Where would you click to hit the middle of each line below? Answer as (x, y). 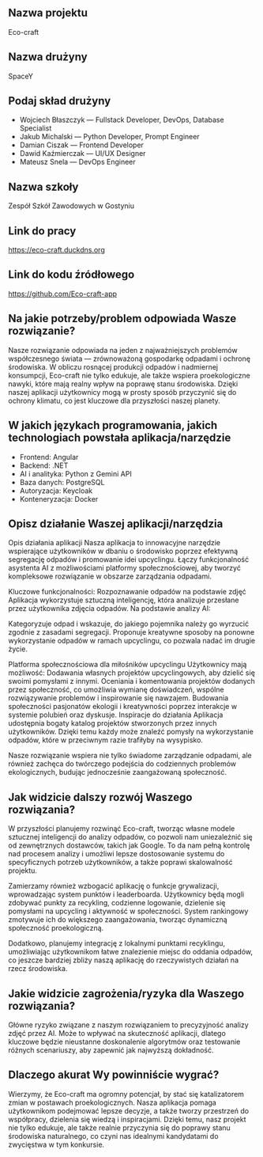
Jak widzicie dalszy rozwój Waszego (100, 797)
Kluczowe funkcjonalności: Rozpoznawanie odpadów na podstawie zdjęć (127, 592)
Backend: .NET (44, 465)
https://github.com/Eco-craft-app (62, 294)
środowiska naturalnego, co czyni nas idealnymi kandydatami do (113, 1136)
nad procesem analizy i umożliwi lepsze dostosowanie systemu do (116, 854)
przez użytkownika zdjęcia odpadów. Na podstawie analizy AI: (109, 609)
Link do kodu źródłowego (71, 275)
